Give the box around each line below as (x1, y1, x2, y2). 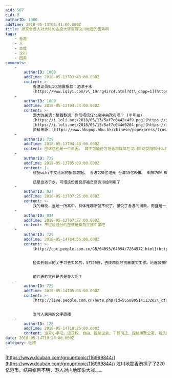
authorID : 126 (24, 321, 54, 327)
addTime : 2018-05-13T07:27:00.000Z (24, 218, 100, 223)
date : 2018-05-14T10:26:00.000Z (5, 335, 74, 341)
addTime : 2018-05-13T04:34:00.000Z (24, 103, 100, 109)
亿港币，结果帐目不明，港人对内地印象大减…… (5, 367, 103, 373)
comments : (5, 60, 27, 65)
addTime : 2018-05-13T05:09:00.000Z (24, 160, 100, 166)
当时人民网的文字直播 (32, 312, 71, 317)
